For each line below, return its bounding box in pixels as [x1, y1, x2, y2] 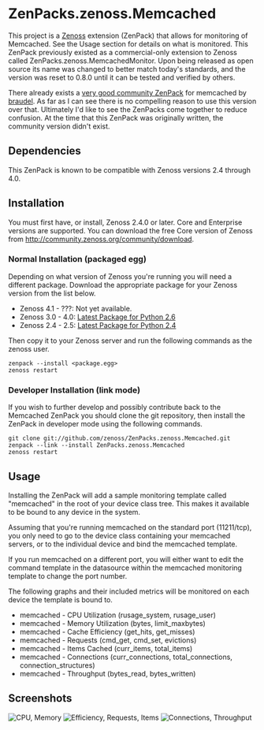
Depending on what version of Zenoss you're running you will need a [8, 271, 232, 281]
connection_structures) [19, 660, 95, 670]
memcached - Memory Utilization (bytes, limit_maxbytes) [19, 618, 206, 628]
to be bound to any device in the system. [8, 507, 140, 516]
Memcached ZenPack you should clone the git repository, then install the [8, 411, 246, 420]
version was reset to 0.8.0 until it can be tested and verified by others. [8, 73, 236, 82]
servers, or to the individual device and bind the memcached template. [8, 539, 238, 549]
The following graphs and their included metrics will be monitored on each [8, 587, 250, 596]
